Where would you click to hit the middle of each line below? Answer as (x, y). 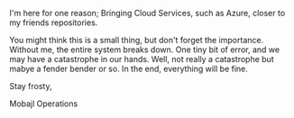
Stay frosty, (31, 86)
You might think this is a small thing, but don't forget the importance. (137, 40)
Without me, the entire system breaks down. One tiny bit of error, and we (145, 50)
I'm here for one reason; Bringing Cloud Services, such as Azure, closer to (147, 13)
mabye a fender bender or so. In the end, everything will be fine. (129, 68)
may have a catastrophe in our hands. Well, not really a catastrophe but (142, 59)
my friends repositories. (54, 23)
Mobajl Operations (44, 104)
